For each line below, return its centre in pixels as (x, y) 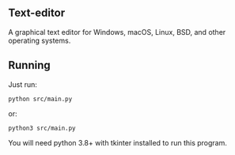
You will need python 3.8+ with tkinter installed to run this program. (117, 142)
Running (30, 65)
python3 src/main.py (42, 128)
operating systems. (40, 40)
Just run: (23, 84)
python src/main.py (40, 99)
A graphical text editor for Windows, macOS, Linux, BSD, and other (117, 32)
